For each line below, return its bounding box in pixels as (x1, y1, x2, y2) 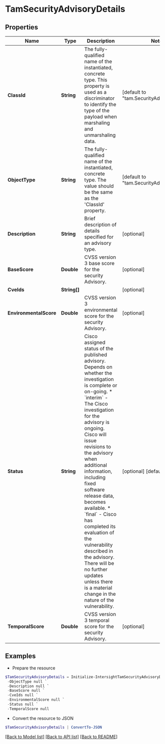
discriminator (84, 95, 115, 102)
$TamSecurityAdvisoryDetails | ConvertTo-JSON (5, 725, 102, 730)
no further (84, 566, 108, 573)
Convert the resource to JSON (12, 715, 74, 721)
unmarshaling (84, 132, 116, 138)
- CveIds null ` (7, 693, 38, 698)
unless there (84, 578, 113, 585)
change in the (84, 590, 116, 597)
